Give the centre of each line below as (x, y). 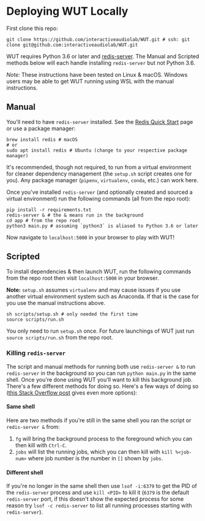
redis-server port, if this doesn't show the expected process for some (95, 499)
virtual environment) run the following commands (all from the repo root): (99, 198)
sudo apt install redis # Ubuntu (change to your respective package (97, 150)
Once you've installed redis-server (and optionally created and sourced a (99, 192)
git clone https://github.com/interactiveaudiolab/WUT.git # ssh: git (98, 39)
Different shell (25, 472)
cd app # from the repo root (43, 220)
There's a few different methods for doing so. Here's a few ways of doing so (102, 386)
